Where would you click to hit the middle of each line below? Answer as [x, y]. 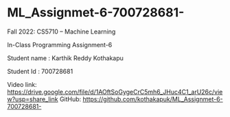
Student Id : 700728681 [40, 71]
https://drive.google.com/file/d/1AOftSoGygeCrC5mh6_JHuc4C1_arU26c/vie [115, 92]
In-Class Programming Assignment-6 [60, 44]
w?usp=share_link [33, 99]
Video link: [22, 84]
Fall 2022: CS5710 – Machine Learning [61, 31]
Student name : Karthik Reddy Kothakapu [65, 58]
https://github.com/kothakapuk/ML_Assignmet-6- [153, 99]
